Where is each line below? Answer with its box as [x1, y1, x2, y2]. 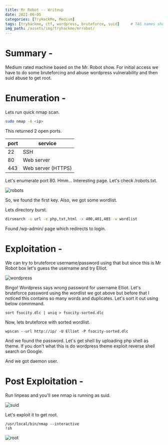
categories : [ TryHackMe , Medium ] [5, 17, 75, 22]
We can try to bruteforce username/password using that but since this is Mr [5, 260, 161, 266]
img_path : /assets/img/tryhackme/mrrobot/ [5, 26, 95, 31]
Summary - [5, 48, 53, 59]
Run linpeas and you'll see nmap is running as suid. [5, 392, 111, 398]
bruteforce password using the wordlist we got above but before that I [5, 290, 149, 296]
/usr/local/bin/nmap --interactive [5, 421, 79, 426]
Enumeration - [5, 92, 66, 104]
